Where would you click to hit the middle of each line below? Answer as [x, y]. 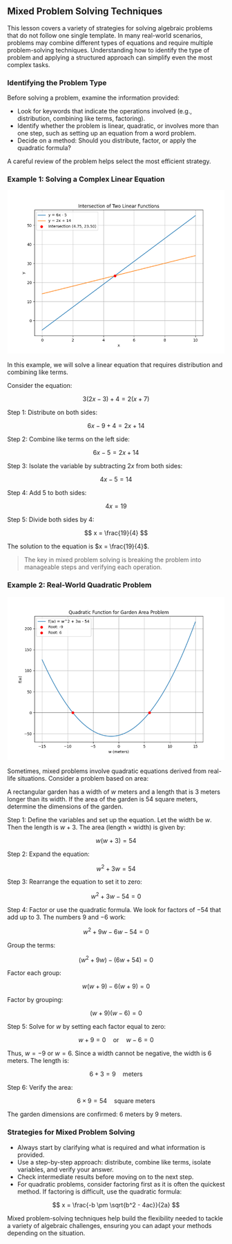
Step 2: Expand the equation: [48, 854]
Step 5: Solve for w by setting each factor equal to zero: [87, 1027]
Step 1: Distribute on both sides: [52, 412]
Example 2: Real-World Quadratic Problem [79, 585]
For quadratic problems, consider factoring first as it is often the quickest [121, 1184]
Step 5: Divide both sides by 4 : [51, 520]
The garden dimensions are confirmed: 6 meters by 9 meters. [95, 1114]
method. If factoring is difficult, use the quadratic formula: [99, 1191]
